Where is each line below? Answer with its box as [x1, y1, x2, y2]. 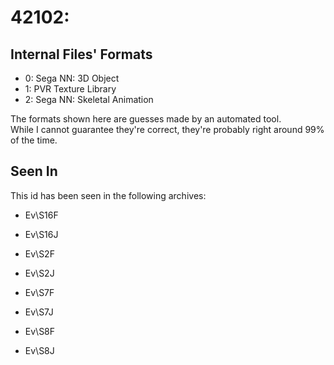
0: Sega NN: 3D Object [24, 72, 120, 84]
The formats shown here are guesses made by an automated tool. [10, 113, 282, 125]
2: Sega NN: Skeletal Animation [24, 94, 154, 105]
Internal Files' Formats [10, 46, 153, 63]
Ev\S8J [24, 344, 55, 356]
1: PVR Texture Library [24, 83, 117, 95]
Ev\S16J [24, 228, 59, 240]
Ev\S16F [24, 209, 59, 221]
